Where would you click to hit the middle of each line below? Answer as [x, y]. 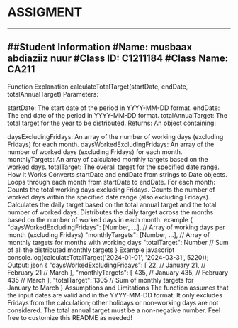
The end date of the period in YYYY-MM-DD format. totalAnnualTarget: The [118, 115]
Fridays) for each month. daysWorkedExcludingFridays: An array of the [111, 144]
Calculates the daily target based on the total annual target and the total [112, 204]
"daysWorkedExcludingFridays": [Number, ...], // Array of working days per [116, 227]
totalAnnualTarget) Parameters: [53, 94]
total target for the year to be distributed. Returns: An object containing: [112, 123]
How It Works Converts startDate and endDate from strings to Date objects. [118, 174]
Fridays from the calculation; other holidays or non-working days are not [113, 302]
